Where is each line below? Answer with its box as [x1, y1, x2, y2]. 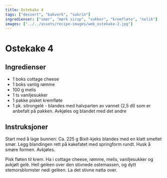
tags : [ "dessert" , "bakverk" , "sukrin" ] [5, 12, 91, 17]
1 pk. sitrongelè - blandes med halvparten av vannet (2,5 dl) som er [12, 103, 151, 109]
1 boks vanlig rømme [12, 81, 55, 88]
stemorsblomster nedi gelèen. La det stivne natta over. [5, 167, 117, 173]
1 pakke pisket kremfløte [12, 97, 63, 103]
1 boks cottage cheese [12, 76, 59, 82]
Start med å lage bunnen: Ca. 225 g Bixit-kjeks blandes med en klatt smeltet [5, 136, 162, 142]
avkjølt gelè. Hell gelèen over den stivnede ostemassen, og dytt [5, 161, 136, 168]
